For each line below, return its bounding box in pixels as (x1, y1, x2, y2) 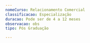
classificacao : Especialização (5, 12, 72, 17)
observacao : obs (5, 21, 40, 26)
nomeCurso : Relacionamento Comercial (5, 7, 85, 12)
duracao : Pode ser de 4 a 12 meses (5, 16, 81, 21)
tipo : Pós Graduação (5, 26, 49, 31)
